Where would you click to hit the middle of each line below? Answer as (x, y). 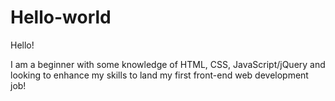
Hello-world (61, 17)
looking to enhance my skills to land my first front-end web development (159, 75)
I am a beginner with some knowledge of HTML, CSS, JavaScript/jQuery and (168, 64)
